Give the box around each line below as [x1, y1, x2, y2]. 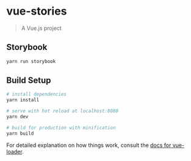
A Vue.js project [21, 24, 62, 32]
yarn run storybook [6, 58, 56, 65]
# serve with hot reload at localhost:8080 [6, 108, 119, 114]
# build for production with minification [6, 124, 116, 131]
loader [6, 148, 23, 155]
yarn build [6, 130, 34, 137]
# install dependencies [6, 91, 67, 98]
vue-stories [6, 4, 67, 18]
